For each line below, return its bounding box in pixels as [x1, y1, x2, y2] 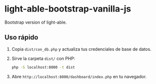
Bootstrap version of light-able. [4, 19, 67, 25]
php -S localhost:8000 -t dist [11, 65, 75, 70]
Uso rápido [4, 33, 38, 42]
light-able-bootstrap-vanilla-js [4, 3, 132, 14]
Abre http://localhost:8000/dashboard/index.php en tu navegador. [11, 73, 147, 79]
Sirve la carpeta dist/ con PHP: [11, 56, 75, 61]
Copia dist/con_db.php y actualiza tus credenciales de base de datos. [11, 46, 152, 52]
